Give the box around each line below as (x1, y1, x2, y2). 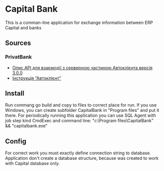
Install (5, 89, 24, 98)
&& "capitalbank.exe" (5, 123, 48, 129)
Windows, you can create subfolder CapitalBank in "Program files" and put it (5, 107, 160, 113)
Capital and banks (5, 24, 42, 30)
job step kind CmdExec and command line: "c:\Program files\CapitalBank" (5, 118, 154, 124)
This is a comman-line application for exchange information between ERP (5, 20, 153, 25)
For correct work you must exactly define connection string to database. (5, 150, 151, 156)
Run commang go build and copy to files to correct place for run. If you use (5, 102, 157, 108)
